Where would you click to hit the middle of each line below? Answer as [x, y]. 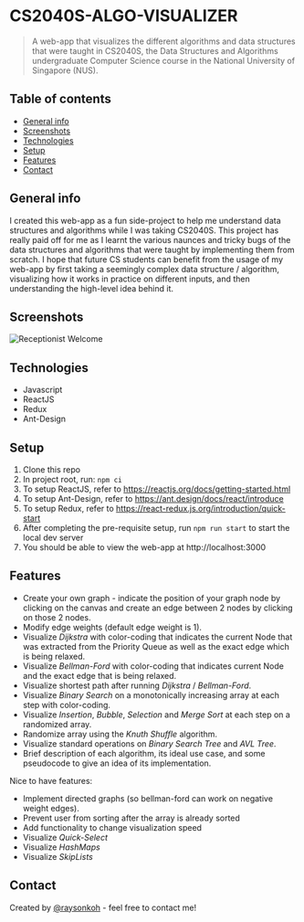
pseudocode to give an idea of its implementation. [117, 763]
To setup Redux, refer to [68, 509]
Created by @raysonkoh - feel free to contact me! [103, 907]
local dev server [53, 537]
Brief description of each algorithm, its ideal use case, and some [144, 753]
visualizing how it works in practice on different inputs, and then [130, 279]
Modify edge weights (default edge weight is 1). [112, 627]
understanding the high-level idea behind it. [92, 288]
